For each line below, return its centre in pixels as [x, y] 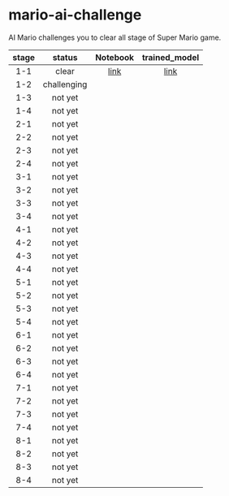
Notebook [114, 57]
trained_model [171, 57]
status [65, 57]
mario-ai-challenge [75, 15]
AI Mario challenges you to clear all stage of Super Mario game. [115, 37]
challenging [65, 84]
